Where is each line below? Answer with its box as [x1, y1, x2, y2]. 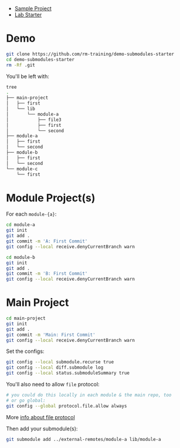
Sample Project [14, 5, 52, 12]
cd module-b [6, 254, 35, 260]
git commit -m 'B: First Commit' [6, 271, 88, 277]
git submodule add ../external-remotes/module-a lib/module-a [6, 436, 161, 442]
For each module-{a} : [6, 211, 57, 218]
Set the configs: [6, 348, 45, 355]
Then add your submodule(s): [6, 425, 78, 432]
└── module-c [6, 166, 38, 172]
